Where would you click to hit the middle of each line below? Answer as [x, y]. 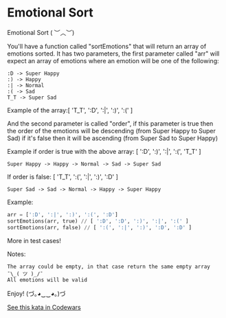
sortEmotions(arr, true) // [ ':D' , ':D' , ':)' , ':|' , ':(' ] [98, 221]
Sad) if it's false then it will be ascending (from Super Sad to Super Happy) [113, 138]
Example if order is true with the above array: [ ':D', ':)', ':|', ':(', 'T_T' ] [104, 151]
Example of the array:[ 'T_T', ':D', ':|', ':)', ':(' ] [70, 110]
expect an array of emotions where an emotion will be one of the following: [113, 60]
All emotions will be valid [47, 280]
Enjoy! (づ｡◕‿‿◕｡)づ [37, 293]
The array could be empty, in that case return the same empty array [109, 266]
